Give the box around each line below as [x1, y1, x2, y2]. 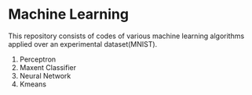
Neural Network [19, 71, 71, 80]
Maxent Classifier [19, 62, 77, 72]
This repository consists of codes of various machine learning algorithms [8, 31, 245, 40]
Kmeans [19, 79, 47, 89]
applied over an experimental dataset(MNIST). [8, 39, 158, 48]
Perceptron [19, 55, 57, 64]
